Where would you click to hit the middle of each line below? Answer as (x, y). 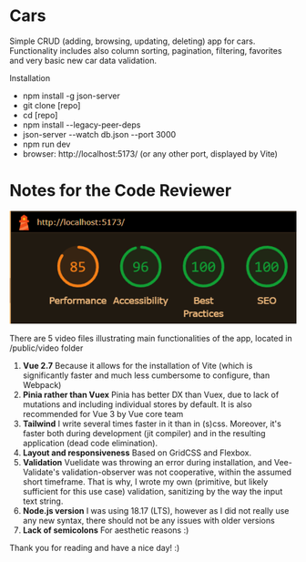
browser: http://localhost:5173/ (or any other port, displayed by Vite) (150, 153)
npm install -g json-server (71, 96)
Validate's (41, 472)
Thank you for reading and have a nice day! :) (95, 547)
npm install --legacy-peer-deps (82, 125)
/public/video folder (46, 348)
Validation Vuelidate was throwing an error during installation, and (147, 462)
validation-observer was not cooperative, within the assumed (177, 472)
